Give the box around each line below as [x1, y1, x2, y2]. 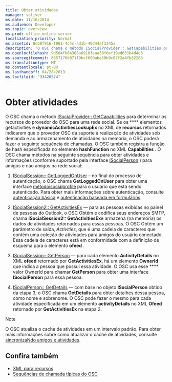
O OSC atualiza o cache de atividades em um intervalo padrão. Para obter [5, 326, 161, 332]
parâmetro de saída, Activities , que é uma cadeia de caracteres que [12, 226, 156, 232]
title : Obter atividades [5, 7, 58, 13]
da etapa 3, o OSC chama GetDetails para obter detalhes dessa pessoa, [12, 290, 165, 296]
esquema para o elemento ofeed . [12, 242, 84, 249]
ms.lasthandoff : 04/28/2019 [5, 70, 66, 75]
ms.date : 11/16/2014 [5, 17, 50, 22]
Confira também [5, 352, 59, 360]
